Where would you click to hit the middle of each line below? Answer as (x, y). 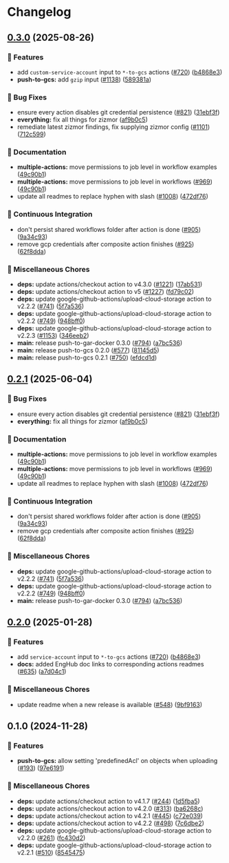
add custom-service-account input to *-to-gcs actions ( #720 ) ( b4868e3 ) (120, 72)
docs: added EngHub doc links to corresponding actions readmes (110, 664)
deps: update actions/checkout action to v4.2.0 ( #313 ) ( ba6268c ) (110, 809)
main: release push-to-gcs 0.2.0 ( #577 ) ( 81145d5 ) (88, 350)
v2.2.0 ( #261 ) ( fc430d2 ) (51, 837)
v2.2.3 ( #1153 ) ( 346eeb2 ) (53, 336)
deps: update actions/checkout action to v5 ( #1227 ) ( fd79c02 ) (106, 292)
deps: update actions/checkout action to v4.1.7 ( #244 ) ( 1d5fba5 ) (109, 801)
